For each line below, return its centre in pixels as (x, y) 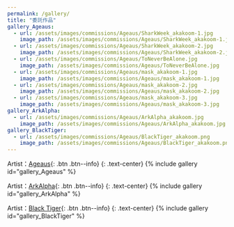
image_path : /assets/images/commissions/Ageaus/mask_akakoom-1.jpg (119, 78)
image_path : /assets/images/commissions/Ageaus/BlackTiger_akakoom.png (126, 143)
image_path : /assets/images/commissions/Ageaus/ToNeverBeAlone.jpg (119, 65)
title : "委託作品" (32, 20)
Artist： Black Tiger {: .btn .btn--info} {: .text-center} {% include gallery (108, 208)
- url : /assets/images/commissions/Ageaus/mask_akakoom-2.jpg (106, 85)
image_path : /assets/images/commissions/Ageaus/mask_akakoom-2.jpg (119, 91)
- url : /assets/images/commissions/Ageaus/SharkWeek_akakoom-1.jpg (114, 33)
